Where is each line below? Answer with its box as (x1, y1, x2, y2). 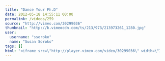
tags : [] (5, 44, 23, 49)
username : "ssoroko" (9, 35, 52, 40)
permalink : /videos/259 (5, 16, 54, 21)
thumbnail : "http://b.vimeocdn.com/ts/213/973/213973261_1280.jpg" (5, 26, 146, 30)
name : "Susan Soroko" (9, 39, 54, 44)
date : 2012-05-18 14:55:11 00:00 (5, 12, 74, 17)
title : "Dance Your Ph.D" (5, 7, 58, 12)
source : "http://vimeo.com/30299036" (5, 21, 82, 26)
